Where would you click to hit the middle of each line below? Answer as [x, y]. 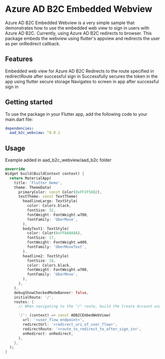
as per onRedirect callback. [33, 43]
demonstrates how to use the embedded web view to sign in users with [77, 28]
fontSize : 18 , [41, 261]
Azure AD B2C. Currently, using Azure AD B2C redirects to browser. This [79, 33]
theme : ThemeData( [33, 187]
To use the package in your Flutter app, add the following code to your [76, 114]
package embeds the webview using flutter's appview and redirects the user [82, 38]
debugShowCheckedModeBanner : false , [52, 293]
